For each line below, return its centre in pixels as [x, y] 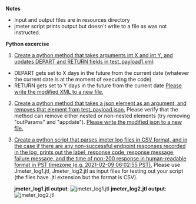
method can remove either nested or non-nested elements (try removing [102, 116]
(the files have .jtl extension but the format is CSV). [76, 177]
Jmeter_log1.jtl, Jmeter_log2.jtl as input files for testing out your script [99, 171]
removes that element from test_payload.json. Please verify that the [96, 109]
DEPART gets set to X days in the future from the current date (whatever [102, 73]
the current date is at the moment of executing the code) [83, 79]
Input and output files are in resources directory [72, 20]
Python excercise [27, 44]
